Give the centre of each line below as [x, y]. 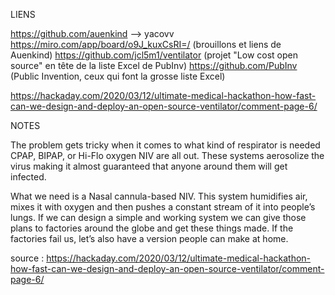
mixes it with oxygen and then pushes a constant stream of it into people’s [163, 207]
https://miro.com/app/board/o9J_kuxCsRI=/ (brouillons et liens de [146, 44]
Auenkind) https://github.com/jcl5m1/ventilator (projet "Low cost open [154, 55]
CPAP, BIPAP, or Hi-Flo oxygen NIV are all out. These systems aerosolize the [167, 155]
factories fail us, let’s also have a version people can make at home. [149, 238]
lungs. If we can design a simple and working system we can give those [158, 217]
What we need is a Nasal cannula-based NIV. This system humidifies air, [159, 196]
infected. [28, 177]
